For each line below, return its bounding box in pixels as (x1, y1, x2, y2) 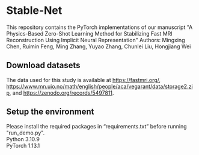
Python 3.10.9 (6, 135, 40, 142)
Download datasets (6, 60, 81, 71)
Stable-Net (6, 4, 63, 17)
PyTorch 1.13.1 (6, 142, 40, 149)
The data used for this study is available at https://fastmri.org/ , (6, 76, 161, 83)
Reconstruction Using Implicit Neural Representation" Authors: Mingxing (6, 36, 185, 43)
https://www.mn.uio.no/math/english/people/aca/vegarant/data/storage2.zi (6, 83, 194, 90)
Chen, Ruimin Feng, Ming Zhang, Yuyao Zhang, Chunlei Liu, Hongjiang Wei (6, 43, 191, 50)
